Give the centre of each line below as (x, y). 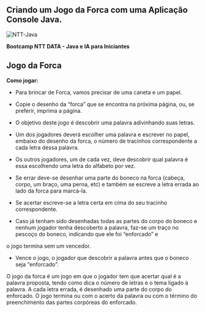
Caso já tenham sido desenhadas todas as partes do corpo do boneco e (106, 221)
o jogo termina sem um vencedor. (49, 246)
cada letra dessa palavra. (47, 147)
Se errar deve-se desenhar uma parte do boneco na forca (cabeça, (100, 178)
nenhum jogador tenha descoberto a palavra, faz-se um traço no (97, 227)
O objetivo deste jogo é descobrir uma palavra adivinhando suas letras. (105, 123)
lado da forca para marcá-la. (51, 191)
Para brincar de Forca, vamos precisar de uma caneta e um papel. (99, 92)
